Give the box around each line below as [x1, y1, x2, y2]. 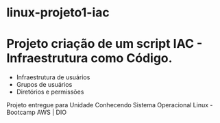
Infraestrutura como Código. [6, 51, 173, 66]
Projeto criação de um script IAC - [6, 36, 203, 52]
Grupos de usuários [16, 81, 73, 89]
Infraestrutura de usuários [16, 73, 90, 81]
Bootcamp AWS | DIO [6, 108, 66, 117]
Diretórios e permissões [16, 87, 84, 96]
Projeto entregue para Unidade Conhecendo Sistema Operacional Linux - [6, 101, 213, 109]
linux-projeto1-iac [6, 5, 110, 20]
